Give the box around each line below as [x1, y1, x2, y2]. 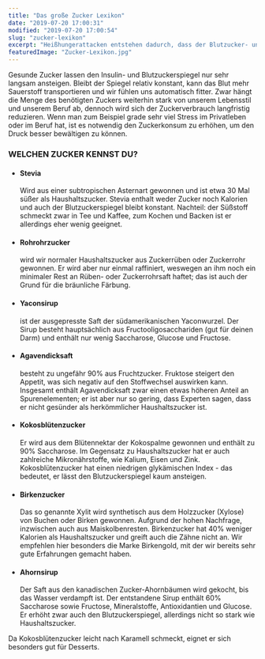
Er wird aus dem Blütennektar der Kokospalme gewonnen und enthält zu [19, 437, 255, 447]
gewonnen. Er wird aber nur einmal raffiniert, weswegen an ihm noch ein [19, 263, 256, 273]
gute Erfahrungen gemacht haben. [19, 549, 132, 559]
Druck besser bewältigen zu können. [8, 129, 128, 138]
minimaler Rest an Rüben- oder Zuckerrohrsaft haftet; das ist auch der [19, 272, 248, 282]
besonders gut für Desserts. [8, 642, 100, 652]
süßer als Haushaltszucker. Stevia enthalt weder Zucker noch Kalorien [19, 195, 248, 204]
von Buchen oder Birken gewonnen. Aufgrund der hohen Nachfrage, [19, 516, 242, 525]
